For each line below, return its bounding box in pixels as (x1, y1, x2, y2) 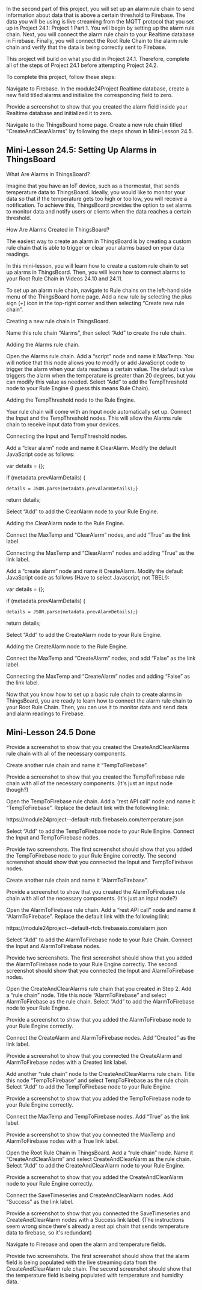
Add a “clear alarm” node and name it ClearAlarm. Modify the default (6, 444, 177, 451)
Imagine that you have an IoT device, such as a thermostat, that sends (6, 182, 180, 189)
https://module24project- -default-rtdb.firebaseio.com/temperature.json (6, 815, 184, 823)
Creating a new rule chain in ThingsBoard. (6, 317, 111, 324)
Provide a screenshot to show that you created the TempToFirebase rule (6, 773, 185, 780)
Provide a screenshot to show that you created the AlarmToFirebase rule (6, 888, 186, 895)
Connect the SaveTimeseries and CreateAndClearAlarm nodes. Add (6, 1191, 174, 1199)
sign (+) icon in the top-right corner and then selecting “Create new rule (6, 299, 185, 306)
